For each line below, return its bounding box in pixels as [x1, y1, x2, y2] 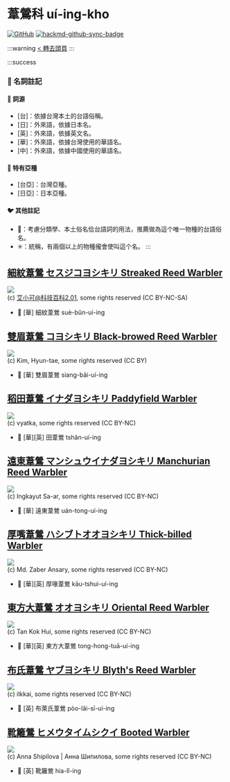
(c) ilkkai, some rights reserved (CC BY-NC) [7, 690, 132, 698]
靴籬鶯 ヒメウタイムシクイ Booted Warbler [7, 726, 191, 738]
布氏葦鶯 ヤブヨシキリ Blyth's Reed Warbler [7, 664, 196, 676]
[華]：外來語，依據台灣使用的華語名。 [17, 138, 126, 146]
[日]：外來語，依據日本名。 [17, 121, 96, 129]
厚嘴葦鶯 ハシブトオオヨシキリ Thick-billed [7, 529, 192, 541]
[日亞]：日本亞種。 [17, 189, 71, 198]
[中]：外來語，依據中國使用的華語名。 [17, 146, 126, 155]
